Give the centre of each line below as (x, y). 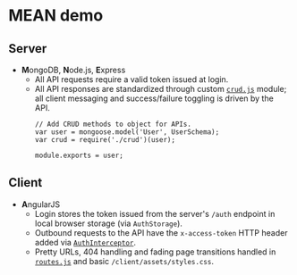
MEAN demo (56, 16)
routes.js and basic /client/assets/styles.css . (124, 261)
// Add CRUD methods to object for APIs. (113, 124)
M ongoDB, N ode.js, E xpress (73, 70)
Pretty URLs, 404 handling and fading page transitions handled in (155, 252)
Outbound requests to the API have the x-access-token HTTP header (161, 232)
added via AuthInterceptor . (85, 242)
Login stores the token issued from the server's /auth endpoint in (155, 213)
